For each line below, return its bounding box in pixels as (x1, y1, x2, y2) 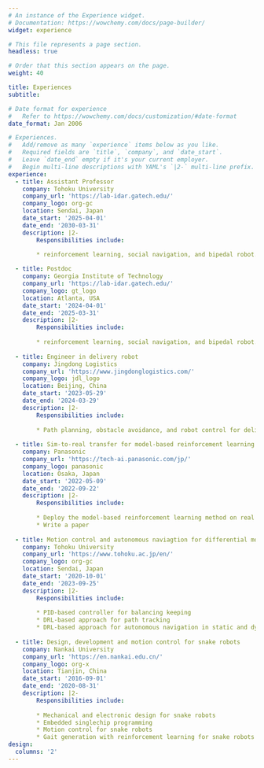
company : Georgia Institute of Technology (22, 272, 163, 280)
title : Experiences (8, 83, 72, 91)
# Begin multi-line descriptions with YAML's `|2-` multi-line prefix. (8, 163, 255, 171)
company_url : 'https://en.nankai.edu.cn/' (22, 652, 163, 661)
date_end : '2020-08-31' (22, 682, 101, 690)
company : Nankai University (22, 645, 114, 653)
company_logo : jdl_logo (22, 375, 101, 382)
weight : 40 (8, 69, 44, 77)
